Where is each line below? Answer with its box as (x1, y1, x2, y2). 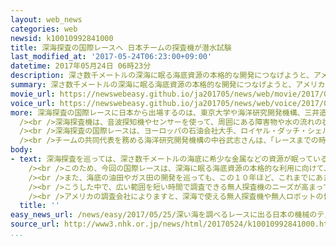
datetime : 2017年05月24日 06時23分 (10, 61, 152, 71)
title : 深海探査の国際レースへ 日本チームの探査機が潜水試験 (10, 42, 232, 53)
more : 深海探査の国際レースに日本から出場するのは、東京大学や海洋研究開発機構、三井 (10, 107, 320, 118)
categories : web (10, 24, 78, 34)
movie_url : (10, 89, 56, 99)
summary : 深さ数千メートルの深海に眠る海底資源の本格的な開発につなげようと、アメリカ (10, 80, 326, 90)
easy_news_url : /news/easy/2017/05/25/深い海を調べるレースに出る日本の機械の (10, 210, 318, 220)
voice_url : (10, 98, 56, 108)
